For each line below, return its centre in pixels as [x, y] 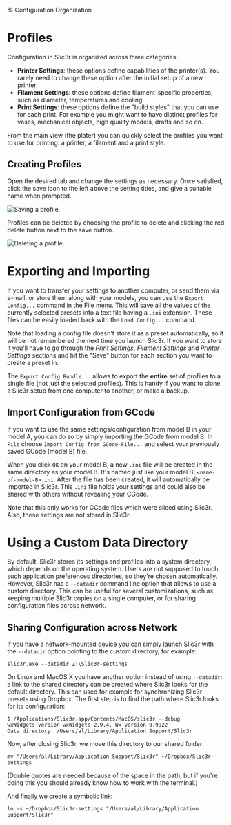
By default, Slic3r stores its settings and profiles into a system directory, [109, 562]
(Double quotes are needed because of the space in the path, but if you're [113, 776]
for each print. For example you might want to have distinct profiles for [117, 114]
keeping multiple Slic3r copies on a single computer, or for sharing [102, 598]
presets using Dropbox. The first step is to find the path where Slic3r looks [113, 699]
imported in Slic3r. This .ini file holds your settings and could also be [106, 486]
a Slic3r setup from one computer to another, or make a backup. [98, 391]
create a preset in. [33, 362]
